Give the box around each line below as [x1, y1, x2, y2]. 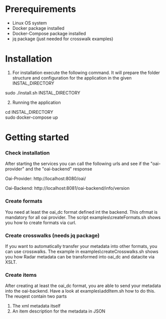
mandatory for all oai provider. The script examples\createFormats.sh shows [5, 214, 161, 220]
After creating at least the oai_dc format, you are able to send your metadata [5, 283, 161, 289]
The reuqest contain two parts [5, 293, 67, 299]
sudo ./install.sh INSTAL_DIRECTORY [5, 89, 81, 95]
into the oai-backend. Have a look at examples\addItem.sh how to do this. [5, 288, 156, 294]
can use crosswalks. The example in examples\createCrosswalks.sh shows [5, 248, 159, 254]
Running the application [12, 99, 61, 105]
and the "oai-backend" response [25, 166, 93, 172]
